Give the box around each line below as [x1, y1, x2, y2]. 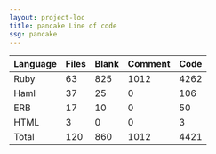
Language [13, 58, 58, 70]
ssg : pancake [9, 29, 58, 38]
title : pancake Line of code [9, 21, 117, 30]
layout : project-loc [9, 12, 86, 22]
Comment [127, 58, 171, 70]
